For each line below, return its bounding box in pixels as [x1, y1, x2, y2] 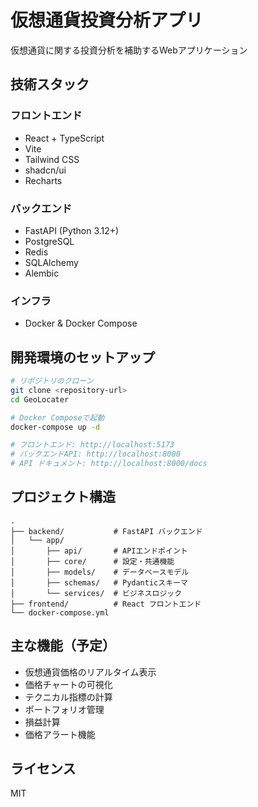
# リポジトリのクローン [10, 376, 94, 386]
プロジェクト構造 [10, 489, 116, 506]
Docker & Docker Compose [24, 317, 138, 330]
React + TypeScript [24, 132, 105, 144]
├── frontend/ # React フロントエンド [10, 599, 202, 609]
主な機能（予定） [10, 637, 116, 655]
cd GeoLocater [10, 394, 70, 405]
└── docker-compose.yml [10, 607, 110, 618]
